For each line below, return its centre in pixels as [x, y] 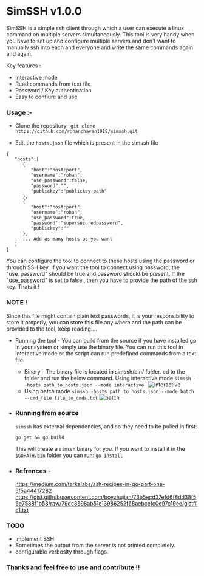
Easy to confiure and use [46, 97]
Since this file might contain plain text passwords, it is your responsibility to [100, 316]
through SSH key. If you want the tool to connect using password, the [93, 267]
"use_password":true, [58, 218]
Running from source [47, 413]
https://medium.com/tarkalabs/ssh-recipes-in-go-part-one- [90, 484]
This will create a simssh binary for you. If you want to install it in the [100, 448]
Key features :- [25, 66]
